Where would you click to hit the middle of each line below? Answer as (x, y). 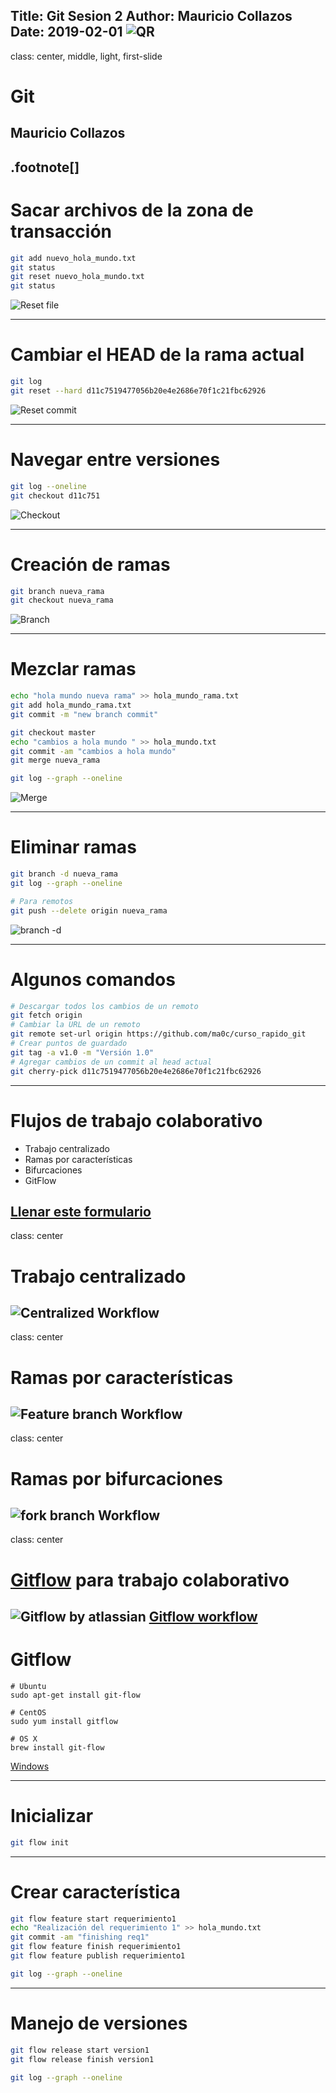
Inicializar (52, 1816)
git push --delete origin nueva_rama (89, 910)
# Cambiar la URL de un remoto (75, 1025)
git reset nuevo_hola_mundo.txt (77, 277)
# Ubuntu (28, 1686)
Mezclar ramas (73, 669)
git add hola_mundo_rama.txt (71, 705)
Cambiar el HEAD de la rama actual (157, 355)
